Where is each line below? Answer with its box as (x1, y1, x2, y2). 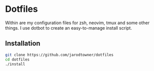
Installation (5, 39, 40, 48)
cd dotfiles (5, 57, 30, 62)
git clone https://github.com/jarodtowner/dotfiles (5, 52, 114, 57)
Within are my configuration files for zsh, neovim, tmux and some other (5, 20, 150, 26)
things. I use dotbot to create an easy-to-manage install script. (5, 25, 132, 31)
